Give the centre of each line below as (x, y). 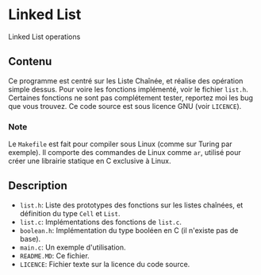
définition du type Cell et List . (70, 213)
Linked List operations (44, 37)
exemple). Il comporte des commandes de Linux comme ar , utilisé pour (125, 153)
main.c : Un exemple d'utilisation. (73, 247)
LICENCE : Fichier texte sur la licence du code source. (105, 264)
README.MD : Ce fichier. (54, 255)
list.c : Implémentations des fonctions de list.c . (101, 222)
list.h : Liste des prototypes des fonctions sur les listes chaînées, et (131, 205)
